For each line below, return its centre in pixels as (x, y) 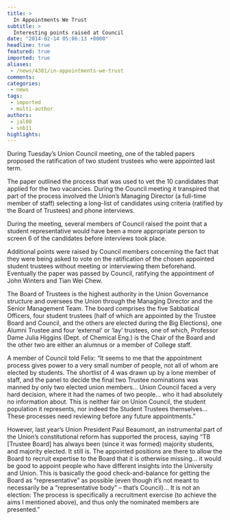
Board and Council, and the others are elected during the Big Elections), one (115, 323)
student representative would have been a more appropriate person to (106, 231)
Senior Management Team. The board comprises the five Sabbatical (103, 309)
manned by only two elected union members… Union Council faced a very (112, 387)
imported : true (29, 58)
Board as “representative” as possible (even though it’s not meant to (103, 480)
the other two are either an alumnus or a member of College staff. (100, 345)
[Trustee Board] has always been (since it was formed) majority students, (111, 444)
